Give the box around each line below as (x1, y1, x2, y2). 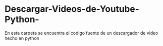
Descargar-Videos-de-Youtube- (4, 3, 139, 15)
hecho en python (4, 35, 40, 41)
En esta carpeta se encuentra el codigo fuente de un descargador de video (4, 30, 158, 36)
